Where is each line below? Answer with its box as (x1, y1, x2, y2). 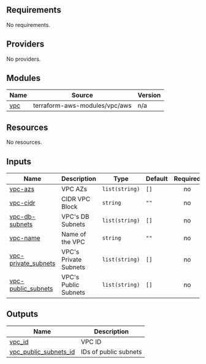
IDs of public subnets (80, 347, 142, 356)
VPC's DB (61, 213, 90, 221)
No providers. (6, 55, 41, 63)
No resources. (6, 138, 42, 146)
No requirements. (6, 21, 51, 28)
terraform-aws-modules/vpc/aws (32, 101, 132, 110)
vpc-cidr (9, 199, 36, 207)
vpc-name (9, 234, 41, 243)
